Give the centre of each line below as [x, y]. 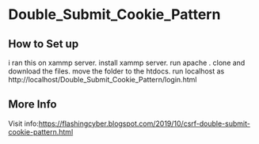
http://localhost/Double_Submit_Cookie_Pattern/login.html [103, 80]
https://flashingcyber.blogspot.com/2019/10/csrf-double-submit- [145, 123]
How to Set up [44, 44]
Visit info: [24, 123]
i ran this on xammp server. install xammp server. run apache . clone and [127, 63]
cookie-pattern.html [41, 131]
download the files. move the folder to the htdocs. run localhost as [116, 71]
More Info [32, 104]
